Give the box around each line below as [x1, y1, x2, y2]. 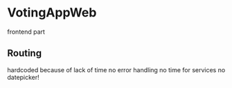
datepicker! [7, 73, 39, 81]
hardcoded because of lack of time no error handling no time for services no [7, 65, 226, 74]
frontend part [7, 27, 45, 36]
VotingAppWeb [7, 5, 97, 21]
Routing [7, 47, 42, 59]
